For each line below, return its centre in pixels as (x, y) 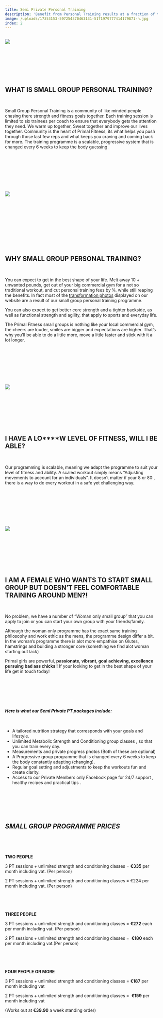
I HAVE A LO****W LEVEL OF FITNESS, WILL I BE (81, 438)
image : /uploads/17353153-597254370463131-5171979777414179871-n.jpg (77, 18)
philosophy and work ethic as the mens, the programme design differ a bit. (80, 636)
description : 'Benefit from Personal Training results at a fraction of (80, 14)
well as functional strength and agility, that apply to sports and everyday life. (81, 315)
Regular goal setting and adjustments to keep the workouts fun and (79, 767)
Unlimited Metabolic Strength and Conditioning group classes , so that (82, 741)
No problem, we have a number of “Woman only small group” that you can (79, 616)
